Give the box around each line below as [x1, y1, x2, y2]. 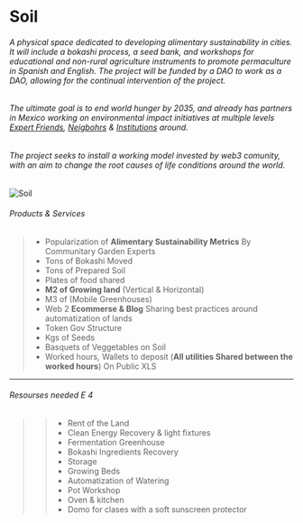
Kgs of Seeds [44, 332, 96, 343]
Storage [67, 456, 97, 467]
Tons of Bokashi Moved [44, 255, 133, 266]
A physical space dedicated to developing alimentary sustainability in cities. [9, 36, 293, 47]
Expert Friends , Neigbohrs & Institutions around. [9, 122, 189, 133]
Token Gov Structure [44, 322, 123, 333]
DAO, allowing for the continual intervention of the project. [9, 75, 226, 86]
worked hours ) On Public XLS [44, 361, 157, 372]
